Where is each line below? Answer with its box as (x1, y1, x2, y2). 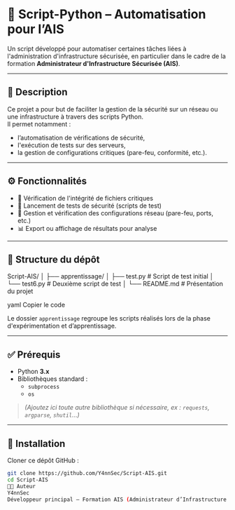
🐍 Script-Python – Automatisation (7, 6, 206, 22)
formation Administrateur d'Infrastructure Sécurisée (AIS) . (7, 59, 180, 67)
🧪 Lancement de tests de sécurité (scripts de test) (17, 201, 162, 210)
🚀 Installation (7, 438, 66, 450)
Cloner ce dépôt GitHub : (7, 456, 79, 464)
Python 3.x (17, 368, 50, 376)
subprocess (27, 384, 60, 391)
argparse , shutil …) (24, 410, 80, 420)
